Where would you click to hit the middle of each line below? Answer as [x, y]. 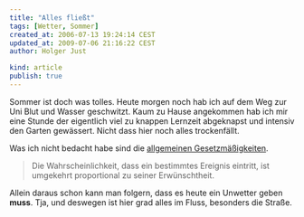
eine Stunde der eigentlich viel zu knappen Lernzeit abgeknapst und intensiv [152, 121]
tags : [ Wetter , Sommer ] [54, 26]
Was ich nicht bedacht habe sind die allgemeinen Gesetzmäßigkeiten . [139, 148]
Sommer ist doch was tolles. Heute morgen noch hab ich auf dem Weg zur [148, 101]
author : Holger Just [48, 52]
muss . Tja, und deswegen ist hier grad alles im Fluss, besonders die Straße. [151, 202]
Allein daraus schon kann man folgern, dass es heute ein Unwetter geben [146, 193]
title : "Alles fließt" [52, 18]
